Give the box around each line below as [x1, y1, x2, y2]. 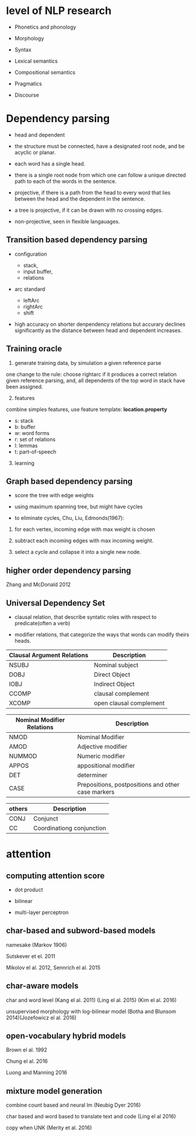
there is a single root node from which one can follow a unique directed [14, 171, 186, 178]
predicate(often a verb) [14, 619, 71, 626]
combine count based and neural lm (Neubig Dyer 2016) [6, 1101, 141, 1109]
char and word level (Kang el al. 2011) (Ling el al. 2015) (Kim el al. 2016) [6, 996, 177, 1004]
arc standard [14, 285, 45, 292]
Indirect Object [94, 680, 135, 688]
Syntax [14, 46, 32, 53]
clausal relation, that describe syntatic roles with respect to [14, 613, 157, 621]
